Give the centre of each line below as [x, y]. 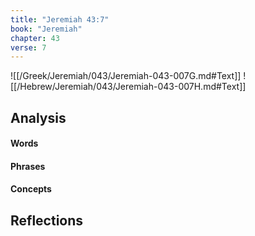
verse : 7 [28, 47]
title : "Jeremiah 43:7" [60, 19]
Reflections [47, 220]
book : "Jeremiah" [46, 29]
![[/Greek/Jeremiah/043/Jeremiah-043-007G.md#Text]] [126, 76]
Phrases [28, 166]
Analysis [38, 117]
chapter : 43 [35, 38]
